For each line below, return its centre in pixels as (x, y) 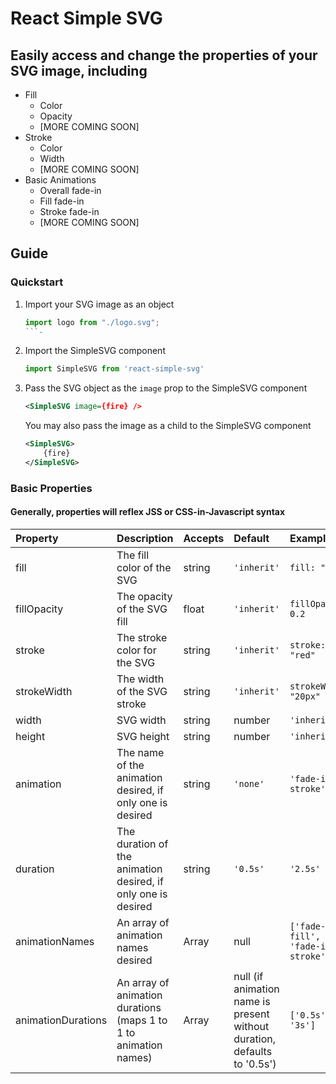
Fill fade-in (62, 201)
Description (145, 538)
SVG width (141, 720)
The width (140, 679)
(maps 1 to (142, 1020)
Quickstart (37, 282)
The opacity (144, 596)
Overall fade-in (70, 190)
